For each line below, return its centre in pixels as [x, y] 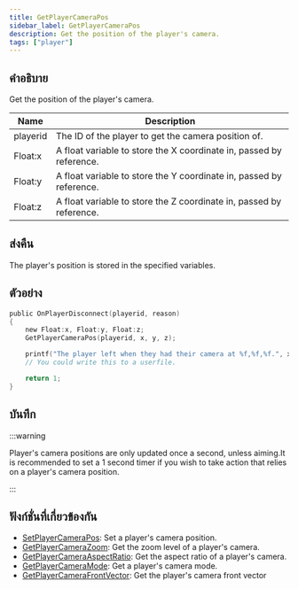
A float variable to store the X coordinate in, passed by [169, 151]
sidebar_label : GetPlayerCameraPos [75, 26]
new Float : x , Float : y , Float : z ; [85, 330]
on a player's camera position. [64, 471]
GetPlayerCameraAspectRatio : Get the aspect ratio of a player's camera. [154, 557]
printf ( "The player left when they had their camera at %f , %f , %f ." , [154, 354]
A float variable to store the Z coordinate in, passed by [169, 202]
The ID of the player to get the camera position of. [160, 136]
